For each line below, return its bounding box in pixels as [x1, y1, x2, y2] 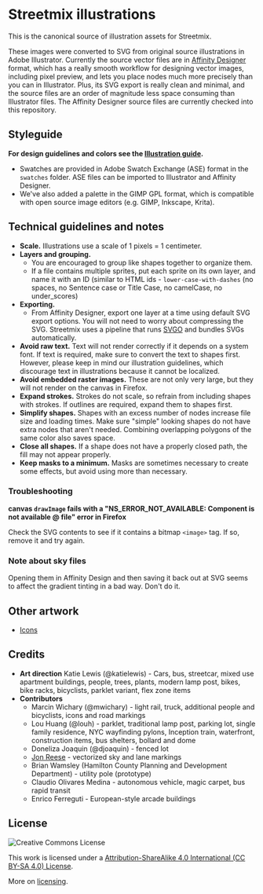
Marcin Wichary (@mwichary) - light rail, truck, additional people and [31, 702, 255, 712]
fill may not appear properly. [19, 449, 111, 459]
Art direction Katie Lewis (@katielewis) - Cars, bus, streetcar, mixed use [19, 669, 254, 678]
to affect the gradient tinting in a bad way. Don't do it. [8, 581, 181, 591]
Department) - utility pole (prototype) [31, 768, 152, 779]
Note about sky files [8, 555, 86, 566]
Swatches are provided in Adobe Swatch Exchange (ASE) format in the [19, 163, 249, 174]
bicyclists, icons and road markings [31, 710, 146, 720]
